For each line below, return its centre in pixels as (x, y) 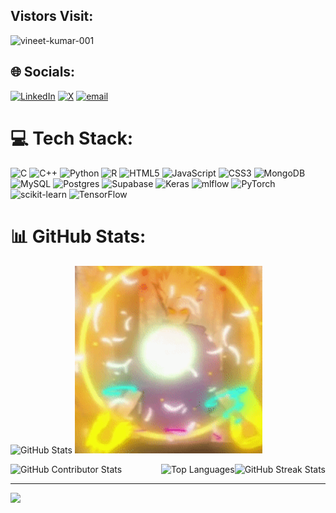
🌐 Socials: (43, 72)
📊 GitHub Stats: (78, 236)
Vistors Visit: (52, 16)
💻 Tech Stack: (72, 138)
